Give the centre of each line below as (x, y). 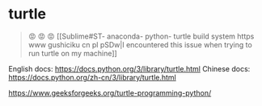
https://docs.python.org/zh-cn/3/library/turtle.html (92, 77)
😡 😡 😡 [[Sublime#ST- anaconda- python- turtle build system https (141, 36)
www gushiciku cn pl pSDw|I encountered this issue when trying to (140, 44)
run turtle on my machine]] (72, 53)
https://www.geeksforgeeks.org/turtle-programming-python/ (110, 92)
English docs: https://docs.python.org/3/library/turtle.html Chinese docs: (129, 68)
